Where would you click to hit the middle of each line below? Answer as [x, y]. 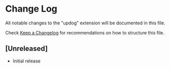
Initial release [26, 61]
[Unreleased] [27, 49]
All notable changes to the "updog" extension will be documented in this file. [85, 23]
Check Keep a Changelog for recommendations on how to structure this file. [85, 32]
